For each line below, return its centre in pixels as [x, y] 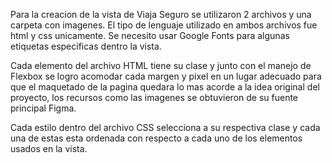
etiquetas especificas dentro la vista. [86, 46]
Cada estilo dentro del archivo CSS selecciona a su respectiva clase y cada [165, 127]
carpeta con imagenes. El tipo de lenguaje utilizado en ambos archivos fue [164, 25]
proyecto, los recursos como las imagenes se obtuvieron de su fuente [154, 97]
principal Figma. [43, 108]
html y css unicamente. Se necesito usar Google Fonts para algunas [150, 35]
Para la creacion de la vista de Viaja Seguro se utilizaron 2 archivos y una [161, 14]
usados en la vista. [49, 148]
